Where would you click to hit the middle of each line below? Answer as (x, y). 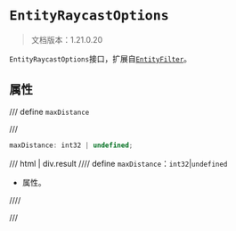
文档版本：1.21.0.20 (67, 39)
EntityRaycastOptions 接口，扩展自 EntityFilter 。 (101, 58)
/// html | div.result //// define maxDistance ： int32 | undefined (118, 163)
